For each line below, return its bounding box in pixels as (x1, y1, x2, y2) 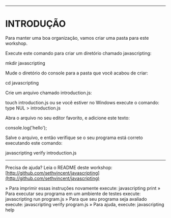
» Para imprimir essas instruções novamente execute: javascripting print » (5, 185, 161, 191)
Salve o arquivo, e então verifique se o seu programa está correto (5, 134, 144, 141)
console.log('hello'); (5, 124, 47, 130)
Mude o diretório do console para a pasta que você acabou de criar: (5, 70, 149, 76)
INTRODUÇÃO (5, 18, 66, 30)
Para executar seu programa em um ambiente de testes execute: (5, 190, 141, 197)
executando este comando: (5, 140, 63, 146)
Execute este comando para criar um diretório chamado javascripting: (5, 50, 152, 56)
